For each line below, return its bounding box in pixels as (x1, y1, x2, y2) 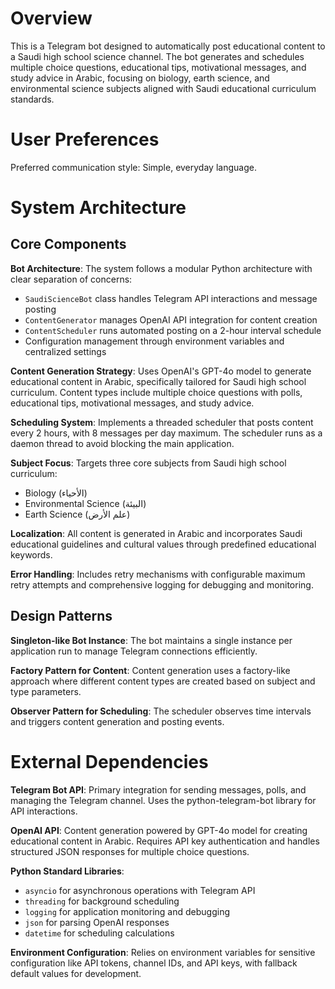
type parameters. (10, 685, 82, 697)
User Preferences (10, 128, 160, 151)
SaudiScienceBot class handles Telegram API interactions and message (24, 292, 318, 304)
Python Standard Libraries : (10, 865, 125, 877)
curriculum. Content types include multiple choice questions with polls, (10, 386, 303, 398)
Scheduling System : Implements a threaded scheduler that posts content (10, 416, 314, 428)
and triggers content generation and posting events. (10, 715, 225, 727)
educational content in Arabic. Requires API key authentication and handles (10, 835, 320, 847)
